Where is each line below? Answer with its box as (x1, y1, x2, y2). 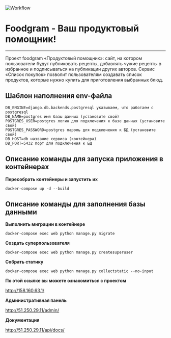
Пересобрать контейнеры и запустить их (5, 176, 98, 182)
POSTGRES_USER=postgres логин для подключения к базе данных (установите (5, 118, 165, 123)
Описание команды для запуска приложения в (5, 154, 164, 163)
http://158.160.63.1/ (5, 288, 45, 294)
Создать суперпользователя (5, 240, 70, 246)
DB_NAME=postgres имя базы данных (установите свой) (5, 114, 120, 119)
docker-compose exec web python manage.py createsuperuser (5, 250, 133, 255)
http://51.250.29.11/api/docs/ (5, 327, 65, 333)
